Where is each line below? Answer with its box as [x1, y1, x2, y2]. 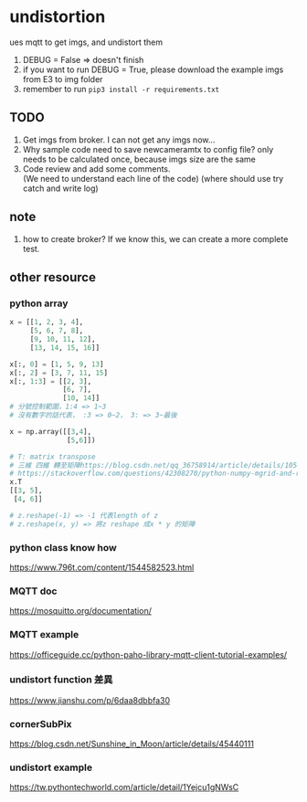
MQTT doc [9, 585, 58, 597]
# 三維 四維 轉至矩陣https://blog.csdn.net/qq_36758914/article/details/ [9, 460, 285, 470]
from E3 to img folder [22, 73, 103, 84]
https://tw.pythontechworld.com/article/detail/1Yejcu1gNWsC [9, 782, 239, 793]
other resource [9, 269, 96, 285]
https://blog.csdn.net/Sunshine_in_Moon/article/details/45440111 [9, 738, 254, 750]
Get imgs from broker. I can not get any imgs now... [22, 134, 216, 145]
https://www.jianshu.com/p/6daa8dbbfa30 [9, 694, 171, 705]
